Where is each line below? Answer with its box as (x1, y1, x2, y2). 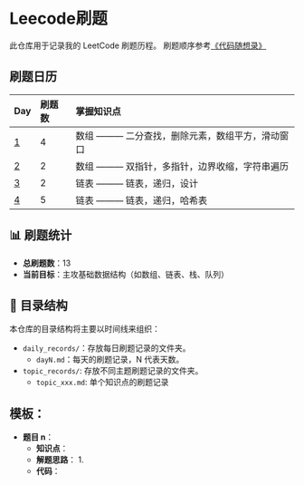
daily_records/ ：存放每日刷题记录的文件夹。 (22, 343, 192, 354)
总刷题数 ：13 (22, 257, 71, 268)
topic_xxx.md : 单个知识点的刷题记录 (35, 377, 169, 388)
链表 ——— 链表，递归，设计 (75, 177, 199, 189)
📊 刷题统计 (9, 228, 72, 243)
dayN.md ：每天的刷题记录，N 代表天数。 (35, 354, 185, 365)
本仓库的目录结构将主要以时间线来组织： (9, 324, 160, 335)
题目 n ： (22, 432, 54, 442)
